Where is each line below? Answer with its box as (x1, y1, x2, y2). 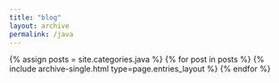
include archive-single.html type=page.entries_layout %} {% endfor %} (9, 63, 271, 74)
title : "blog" (9, 12, 62, 22)
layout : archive (9, 21, 70, 30)
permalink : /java (9, 29, 74, 38)
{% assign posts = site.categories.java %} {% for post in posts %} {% (9, 54, 265, 65)
